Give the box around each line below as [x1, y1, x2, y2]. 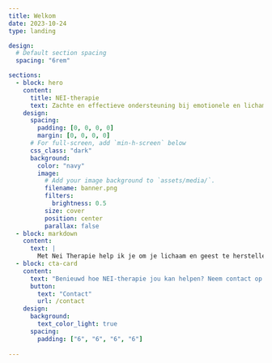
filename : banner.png [44, 184, 117, 193]
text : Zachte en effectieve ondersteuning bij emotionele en [29, 101, 241, 109]
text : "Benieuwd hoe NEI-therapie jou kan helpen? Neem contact [29, 275, 252, 283]
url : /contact [37, 297, 85, 305]
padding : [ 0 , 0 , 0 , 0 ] [37, 124, 114, 132]
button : [29, 282, 57, 290]
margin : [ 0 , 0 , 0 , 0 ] [37, 131, 111, 140]
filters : [44, 192, 74, 200]
